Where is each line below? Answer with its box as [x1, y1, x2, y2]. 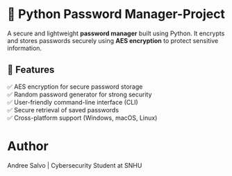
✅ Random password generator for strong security [7, 90, 152, 98]
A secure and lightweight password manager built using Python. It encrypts [7, 29, 225, 37]
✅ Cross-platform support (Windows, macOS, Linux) [7, 114, 158, 122]
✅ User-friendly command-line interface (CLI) [7, 98, 139, 106]
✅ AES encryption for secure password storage [7, 82, 143, 91]
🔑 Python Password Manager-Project [7, 6, 226, 22]
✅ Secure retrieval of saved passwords [7, 105, 119, 114]
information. [7, 44, 42, 52]
